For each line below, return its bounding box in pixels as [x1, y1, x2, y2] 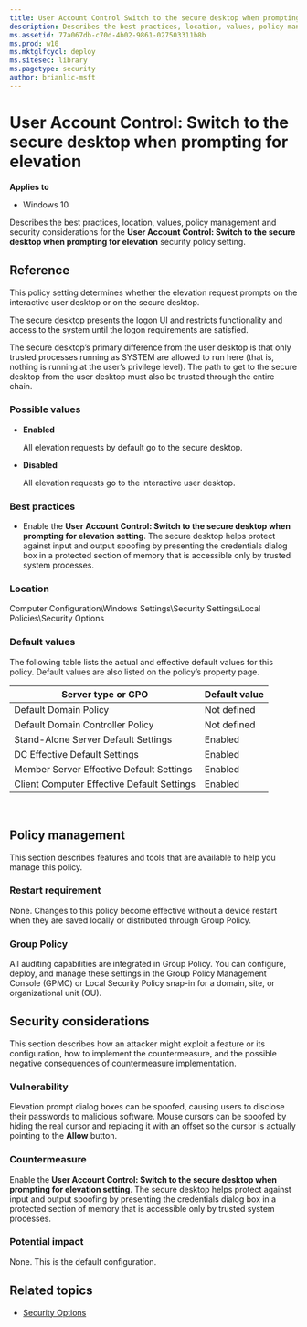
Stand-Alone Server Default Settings [14, 733, 173, 746]
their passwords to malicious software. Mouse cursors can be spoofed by [9, 1111, 287, 1122]
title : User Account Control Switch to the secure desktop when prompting [9, 13, 301, 23]
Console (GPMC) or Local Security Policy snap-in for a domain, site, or [9, 978, 276, 989]
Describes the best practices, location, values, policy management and [9, 217, 277, 228]
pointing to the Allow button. [9, 1131, 117, 1141]
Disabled [22, 459, 58, 471]
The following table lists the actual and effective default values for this [9, 656, 274, 667]
